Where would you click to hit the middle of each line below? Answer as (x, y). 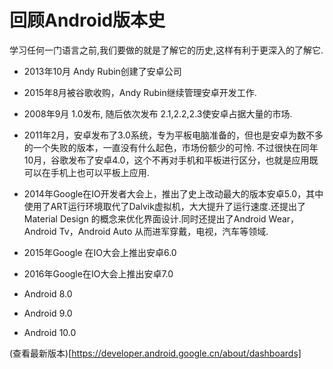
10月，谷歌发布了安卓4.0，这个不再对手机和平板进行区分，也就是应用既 (171, 160)
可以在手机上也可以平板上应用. (86, 172)
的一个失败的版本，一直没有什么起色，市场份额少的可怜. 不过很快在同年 (171, 147)
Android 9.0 (48, 313)
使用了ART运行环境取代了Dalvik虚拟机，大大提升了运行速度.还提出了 (164, 206)
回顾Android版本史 (87, 20)
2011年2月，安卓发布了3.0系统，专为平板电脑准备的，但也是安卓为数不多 (173, 135)
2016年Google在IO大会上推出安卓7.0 (98, 273)
